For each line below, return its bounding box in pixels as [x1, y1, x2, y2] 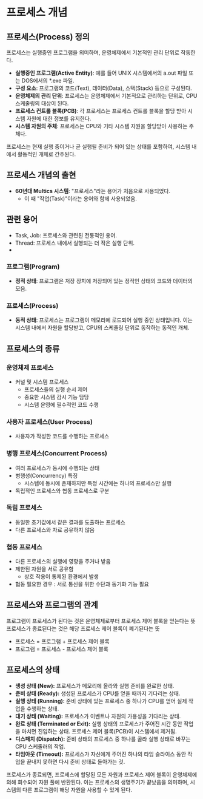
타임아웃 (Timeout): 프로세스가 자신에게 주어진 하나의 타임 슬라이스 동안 [15, 750, 187, 758]
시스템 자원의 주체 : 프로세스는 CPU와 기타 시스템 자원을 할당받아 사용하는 [15, 123, 188, 129]
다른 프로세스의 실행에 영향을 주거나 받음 [15, 558, 111, 565]
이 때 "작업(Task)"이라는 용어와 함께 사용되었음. [24, 195, 138, 202]
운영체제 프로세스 [6, 363, 54, 372]
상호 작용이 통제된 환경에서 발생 [24, 573, 99, 580]
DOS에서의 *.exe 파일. [21, 77, 75, 84]
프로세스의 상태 [6, 665, 60, 675]
